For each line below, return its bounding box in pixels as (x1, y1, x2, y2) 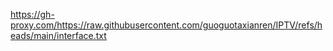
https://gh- (10, 9, 55, 20)
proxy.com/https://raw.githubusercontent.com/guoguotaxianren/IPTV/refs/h (10, 19, 323, 31)
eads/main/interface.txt (10, 30, 107, 41)
